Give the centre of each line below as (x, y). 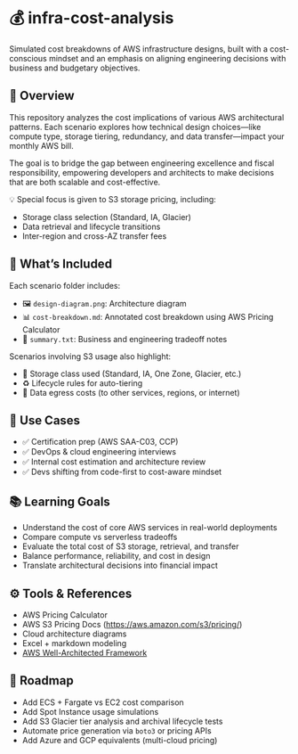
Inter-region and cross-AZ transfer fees (94, 236)
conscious (28, 58)
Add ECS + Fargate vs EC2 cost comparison (103, 702)
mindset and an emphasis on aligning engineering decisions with (167, 58)
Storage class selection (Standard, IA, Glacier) (106, 217)
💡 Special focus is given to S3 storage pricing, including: (113, 199)
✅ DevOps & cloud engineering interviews (99, 452)
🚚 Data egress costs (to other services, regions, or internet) (131, 392)
